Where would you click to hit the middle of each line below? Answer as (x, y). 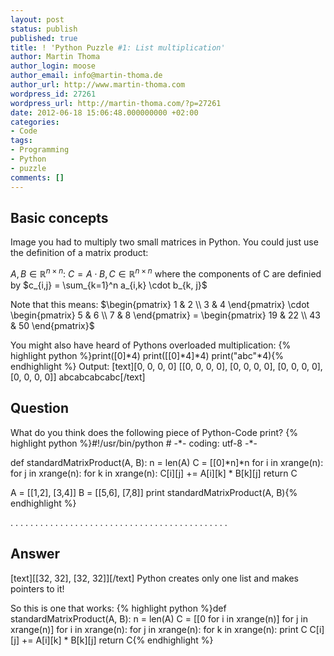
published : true (44, 38)
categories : (35, 122)
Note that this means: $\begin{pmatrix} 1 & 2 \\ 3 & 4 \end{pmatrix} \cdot (160, 304)
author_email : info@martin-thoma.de (86, 76)
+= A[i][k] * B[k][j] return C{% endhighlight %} (117, 640)
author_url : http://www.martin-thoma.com (98, 85)
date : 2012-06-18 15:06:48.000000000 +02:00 (104, 112)
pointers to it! (37, 588)
